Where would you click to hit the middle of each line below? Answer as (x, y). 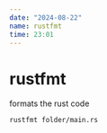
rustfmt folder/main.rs (54, 120)
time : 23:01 (31, 34)
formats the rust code (49, 103)
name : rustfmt (36, 26)
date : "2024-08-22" (46, 18)
